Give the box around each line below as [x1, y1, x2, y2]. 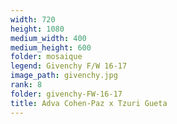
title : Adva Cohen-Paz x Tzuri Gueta [10, 98, 168, 108]
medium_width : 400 [10, 33, 87, 43]
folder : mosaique [10, 52, 83, 62]
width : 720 [10, 14, 56, 25]
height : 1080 [10, 24, 65, 34]
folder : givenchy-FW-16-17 [10, 89, 123, 99]
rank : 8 [10, 80, 43, 90]
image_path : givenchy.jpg [10, 71, 118, 81]
